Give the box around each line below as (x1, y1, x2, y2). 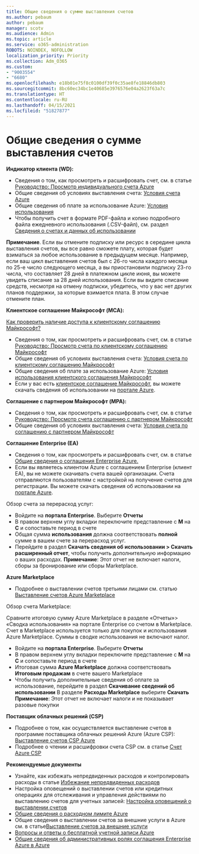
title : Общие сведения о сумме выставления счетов (6, 8, 134, 15)
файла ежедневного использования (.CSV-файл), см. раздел (14, 221, 169, 228)
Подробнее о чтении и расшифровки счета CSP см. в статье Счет (14, 743, 182, 750)
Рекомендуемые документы (6, 761, 82, 768)
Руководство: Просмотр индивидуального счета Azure (14, 183, 155, 190)
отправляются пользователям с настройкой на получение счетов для (14, 476, 192, 483)
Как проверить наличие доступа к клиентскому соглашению (6, 318, 161, 326)
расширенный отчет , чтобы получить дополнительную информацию (14, 550, 191, 557)
